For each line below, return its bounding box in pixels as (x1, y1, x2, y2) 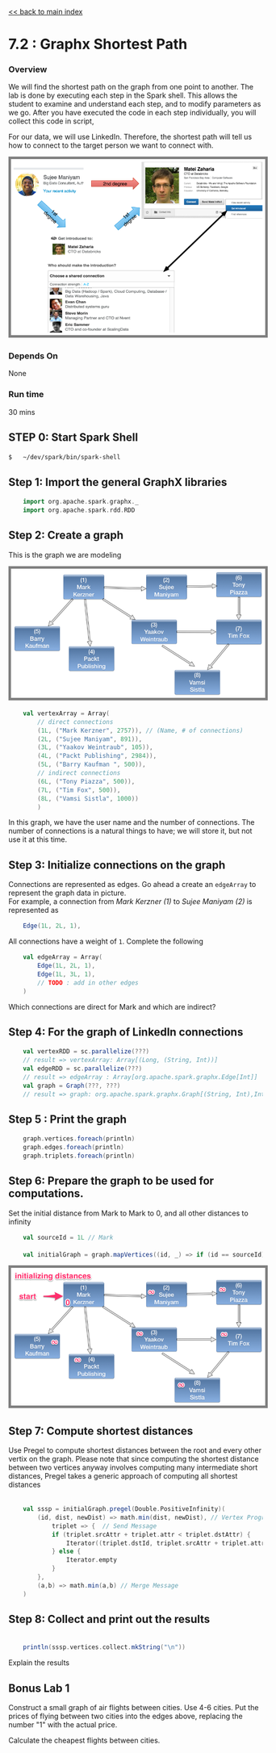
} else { (51, 1547, 82, 1556)
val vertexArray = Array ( (23, 709, 111, 718)
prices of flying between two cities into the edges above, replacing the (8, 1711, 244, 1722)
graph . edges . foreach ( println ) (23, 1144, 125, 1152)
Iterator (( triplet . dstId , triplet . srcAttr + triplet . (65, 1539, 251, 1547)
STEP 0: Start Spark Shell (8, 431, 139, 445)
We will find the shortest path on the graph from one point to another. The (8, 82, 254, 92)
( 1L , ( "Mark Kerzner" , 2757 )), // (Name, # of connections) (37, 726, 244, 734)
